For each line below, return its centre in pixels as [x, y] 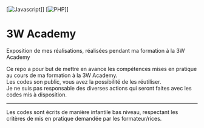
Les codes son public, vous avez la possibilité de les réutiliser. [84, 81]
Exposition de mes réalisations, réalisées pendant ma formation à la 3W [96, 50]
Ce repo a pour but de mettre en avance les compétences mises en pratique [102, 69]
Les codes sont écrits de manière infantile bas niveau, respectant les [92, 112]
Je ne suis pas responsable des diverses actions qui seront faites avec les [99, 88]
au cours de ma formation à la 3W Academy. [62, 75]
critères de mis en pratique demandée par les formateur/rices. [84, 118]
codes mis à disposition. [37, 95]
